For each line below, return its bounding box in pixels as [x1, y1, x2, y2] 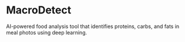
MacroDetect [6, 3, 72, 17]
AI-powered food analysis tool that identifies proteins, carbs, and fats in [6, 23, 180, 30]
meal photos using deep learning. [6, 29, 88, 36]
